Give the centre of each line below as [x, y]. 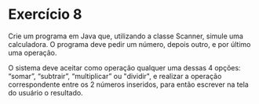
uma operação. [33, 52]
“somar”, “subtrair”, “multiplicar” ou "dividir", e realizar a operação [115, 76]
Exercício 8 [45, 14]
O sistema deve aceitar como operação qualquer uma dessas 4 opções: [124, 67]
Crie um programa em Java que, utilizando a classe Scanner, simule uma [126, 36]
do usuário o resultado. [46, 92]
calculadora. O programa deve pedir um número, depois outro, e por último [129, 44]
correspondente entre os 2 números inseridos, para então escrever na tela [128, 84]
